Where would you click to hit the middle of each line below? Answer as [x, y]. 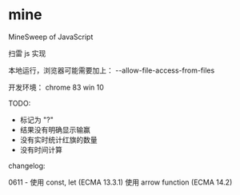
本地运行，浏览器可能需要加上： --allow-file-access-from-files [112, 70]
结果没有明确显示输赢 [55, 129]
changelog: [27, 165]
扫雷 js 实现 [27, 53]
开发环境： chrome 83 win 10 [56, 87]
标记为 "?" [36, 119]
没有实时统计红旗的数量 [58, 139]
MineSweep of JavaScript [51, 37]
